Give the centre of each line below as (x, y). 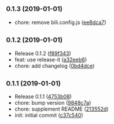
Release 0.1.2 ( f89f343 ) (43, 53)
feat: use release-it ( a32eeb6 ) (51, 59)
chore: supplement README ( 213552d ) (62, 109)
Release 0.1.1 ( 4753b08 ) (43, 97)
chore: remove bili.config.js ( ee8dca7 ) (60, 22)
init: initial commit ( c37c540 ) (49, 115)
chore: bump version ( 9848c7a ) (53, 103)
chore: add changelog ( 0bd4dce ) (54, 66)
